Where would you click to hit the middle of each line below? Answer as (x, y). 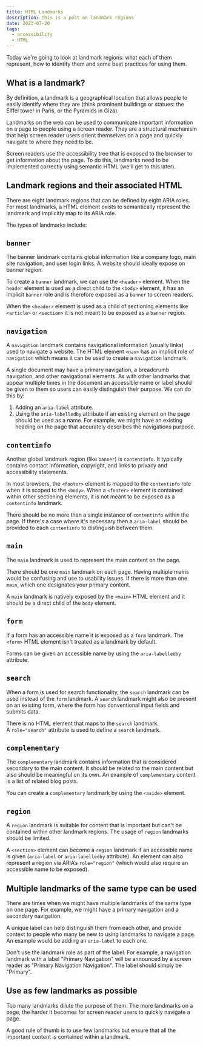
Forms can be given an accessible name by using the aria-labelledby (94, 653)
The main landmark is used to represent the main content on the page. (94, 560)
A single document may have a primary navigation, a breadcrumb (88, 370)
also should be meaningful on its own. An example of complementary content (101, 775)
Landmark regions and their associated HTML (95, 186)
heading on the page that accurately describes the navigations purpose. (105, 427)
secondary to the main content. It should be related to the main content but (100, 768)
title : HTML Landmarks (35, 12)
